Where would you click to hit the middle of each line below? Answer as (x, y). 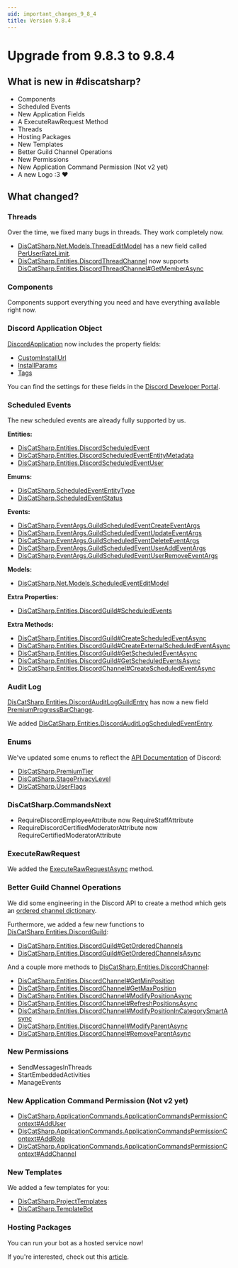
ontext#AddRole (41, 1139)
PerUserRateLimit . (44, 253)
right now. (22, 310)
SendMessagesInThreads (55, 1067)
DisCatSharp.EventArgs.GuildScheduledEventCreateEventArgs (109, 525)
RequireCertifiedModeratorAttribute (69, 835)
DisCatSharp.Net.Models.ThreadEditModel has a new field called (112, 246)
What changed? (43, 196)
